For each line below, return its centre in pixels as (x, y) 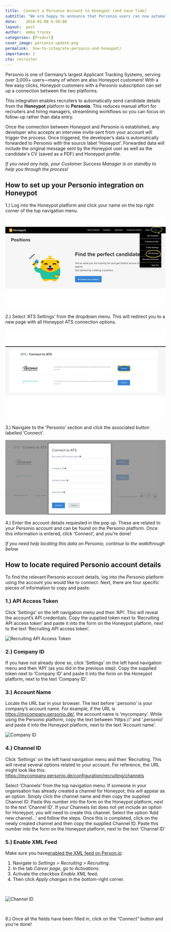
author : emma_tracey (28, 32)
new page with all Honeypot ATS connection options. (61, 322)
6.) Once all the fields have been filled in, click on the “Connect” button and (84, 919)
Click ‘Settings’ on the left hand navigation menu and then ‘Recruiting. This (83, 759)
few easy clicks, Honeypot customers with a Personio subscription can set (83, 85)
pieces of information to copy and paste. (48, 588)
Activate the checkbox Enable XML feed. (55, 874)
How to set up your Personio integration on (75, 185)
